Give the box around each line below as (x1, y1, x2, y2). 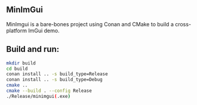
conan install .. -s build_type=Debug (6, 77, 103, 83)
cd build (6, 66, 28, 72)
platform (6, 27, 27, 34)
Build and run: (6, 44, 60, 54)
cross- (175, 20, 192, 27)
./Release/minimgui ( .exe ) (6, 93, 70, 99)
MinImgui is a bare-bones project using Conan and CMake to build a (6, 20, 174, 27)
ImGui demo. (27, 27, 60, 34)
